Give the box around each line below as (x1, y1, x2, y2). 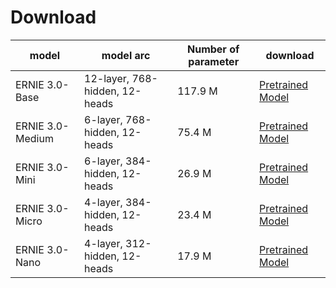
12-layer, (84, 71, 130, 85)
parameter (188, 54, 240, 68)
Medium (15, 131, 54, 145)
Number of (186, 42, 240, 56)
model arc (101, 48, 151, 62)
